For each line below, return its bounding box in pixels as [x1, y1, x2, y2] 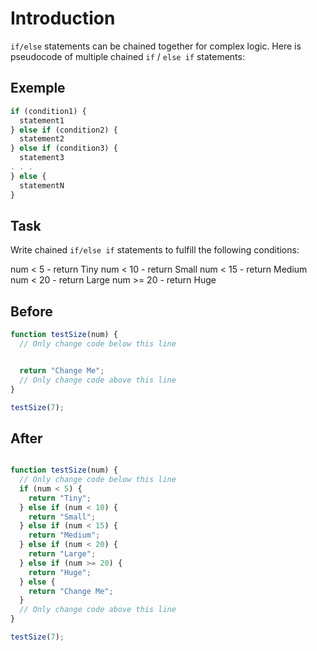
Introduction [10, 7, 116, 30]
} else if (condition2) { [10, 125, 118, 135]
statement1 [19, 115, 65, 126]
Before [10, 303, 53, 320]
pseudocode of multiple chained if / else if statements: [10, 50, 245, 62]
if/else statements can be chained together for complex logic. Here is [10, 40, 302, 52]
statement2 [19, 134, 65, 144]
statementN [19, 180, 65, 191]
